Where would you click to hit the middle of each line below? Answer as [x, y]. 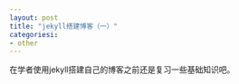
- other [24, 43]
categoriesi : [34, 34]
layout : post [34, 18]
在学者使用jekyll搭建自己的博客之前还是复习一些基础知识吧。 [122, 70]
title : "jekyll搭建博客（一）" [63, 26]
